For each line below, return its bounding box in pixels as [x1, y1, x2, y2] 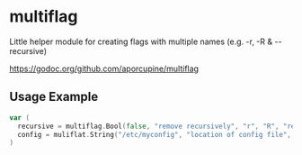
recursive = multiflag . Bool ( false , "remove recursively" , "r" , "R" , [17, 122, 280, 131]
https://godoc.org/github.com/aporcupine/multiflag [9, 63, 200, 74]
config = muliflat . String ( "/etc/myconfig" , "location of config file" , [17, 130, 292, 139]
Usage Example [9, 89, 99, 105]
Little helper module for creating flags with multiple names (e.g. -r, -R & [9, 36, 273, 47]
